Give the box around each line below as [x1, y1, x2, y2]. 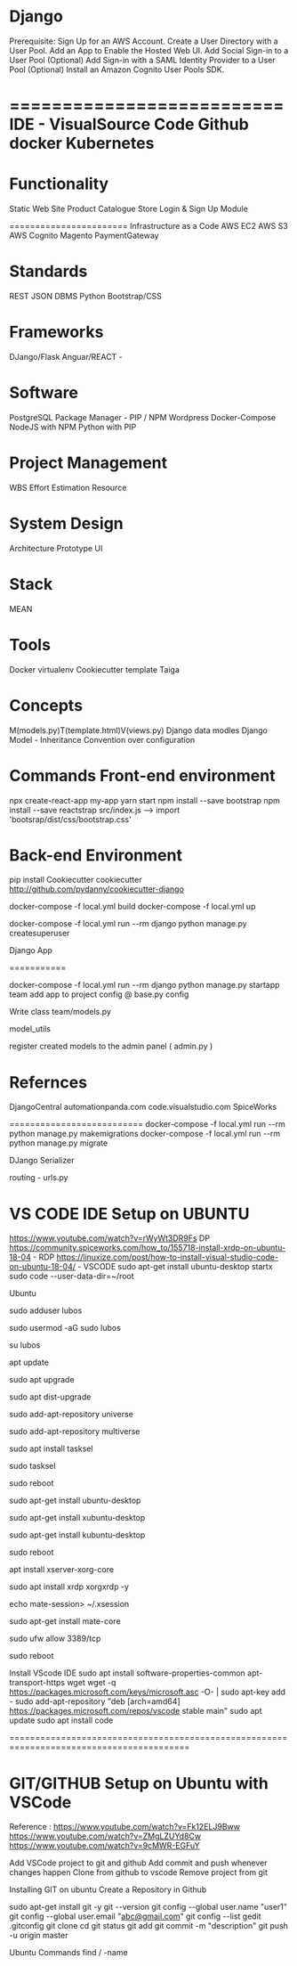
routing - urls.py [9, 1172, 68, 1183]
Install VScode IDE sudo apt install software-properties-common [9, 1668, 246, 1678]
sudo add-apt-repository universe [9, 1409, 133, 1420]
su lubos [9, 1340, 41, 1350]
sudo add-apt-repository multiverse [9, 1426, 140, 1437]
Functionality [9, 174, 109, 194]
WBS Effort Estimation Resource [9, 482, 127, 493]
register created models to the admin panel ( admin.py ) [9, 1040, 213, 1052]
